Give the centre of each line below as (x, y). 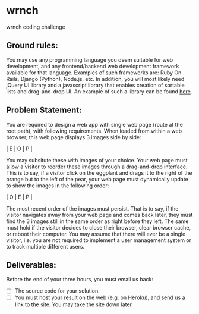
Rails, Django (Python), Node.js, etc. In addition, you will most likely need (95, 78)
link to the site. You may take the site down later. (74, 304)
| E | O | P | (19, 149)
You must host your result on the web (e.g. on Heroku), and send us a (100, 297)
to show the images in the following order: (58, 186)
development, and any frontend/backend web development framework (93, 66)
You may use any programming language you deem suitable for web (90, 59)
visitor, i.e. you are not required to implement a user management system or (99, 240)
